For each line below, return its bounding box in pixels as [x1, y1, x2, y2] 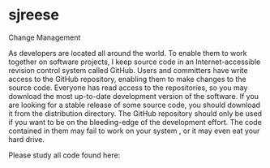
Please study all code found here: [8, 150, 121, 160]
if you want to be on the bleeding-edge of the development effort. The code [8, 117, 262, 127]
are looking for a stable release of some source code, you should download [8, 100, 261, 110]
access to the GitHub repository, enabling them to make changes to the [8, 74, 246, 84]
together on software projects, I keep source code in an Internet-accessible [8, 57, 261, 67]
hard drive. [8, 134, 45, 144]
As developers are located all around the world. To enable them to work [8, 48, 247, 58]
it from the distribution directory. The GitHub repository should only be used [8, 108, 262, 118]
